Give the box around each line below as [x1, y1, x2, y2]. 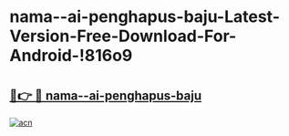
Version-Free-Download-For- [9, 26, 237, 47]
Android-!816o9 [9, 46, 133, 66]
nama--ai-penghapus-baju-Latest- [9, 6, 281, 27]
